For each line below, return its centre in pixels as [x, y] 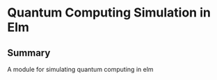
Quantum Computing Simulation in [109, 13]
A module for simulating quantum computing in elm [81, 69]
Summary [29, 53]
